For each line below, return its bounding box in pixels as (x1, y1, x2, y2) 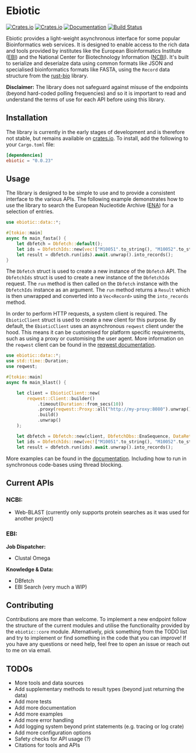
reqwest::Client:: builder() (27, 395, 95, 402)
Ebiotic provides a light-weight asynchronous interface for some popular (6, 35, 180, 42)
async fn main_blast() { (6, 379, 66, 385)
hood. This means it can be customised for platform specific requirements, (6, 329, 185, 336)
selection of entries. (6, 208, 54, 215)
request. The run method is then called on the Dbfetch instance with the (6, 280, 178, 287)
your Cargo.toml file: (6, 141, 55, 148)
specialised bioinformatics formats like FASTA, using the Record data (6, 66, 170, 73)
